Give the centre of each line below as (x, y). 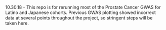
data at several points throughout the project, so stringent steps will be (79, 18)
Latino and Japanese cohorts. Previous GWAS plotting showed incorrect (80, 12)
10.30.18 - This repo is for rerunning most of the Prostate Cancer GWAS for (83, 7)
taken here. (17, 23)
